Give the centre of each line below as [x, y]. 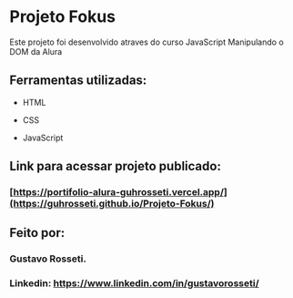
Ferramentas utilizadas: [78, 81]
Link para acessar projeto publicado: [115, 166]
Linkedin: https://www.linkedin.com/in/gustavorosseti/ [134, 283]
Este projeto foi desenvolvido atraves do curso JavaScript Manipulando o [146, 42]
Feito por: [37, 233]
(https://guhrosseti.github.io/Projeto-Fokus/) [112, 204]
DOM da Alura [36, 51]
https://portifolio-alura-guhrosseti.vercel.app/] [120, 192]
